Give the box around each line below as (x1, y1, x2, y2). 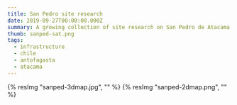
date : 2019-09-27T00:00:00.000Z (7, 17, 103, 24)
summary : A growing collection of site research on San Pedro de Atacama (7, 23, 231, 31)
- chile (13, 50, 37, 57)
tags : (7, 37, 23, 44)
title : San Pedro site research (7, 10, 103, 18)
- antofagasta (13, 57, 55, 64)
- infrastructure (13, 43, 65, 50)
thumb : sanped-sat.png (7, 30, 75, 38)
